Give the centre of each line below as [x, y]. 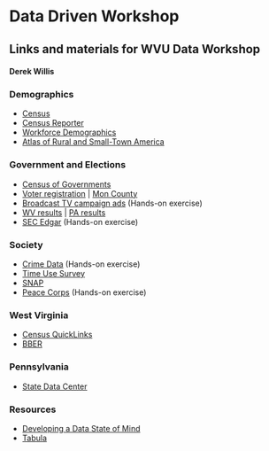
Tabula [34, 438]
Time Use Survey [54, 274]
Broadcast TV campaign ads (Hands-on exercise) [112, 203]
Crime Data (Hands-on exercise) [81, 264]
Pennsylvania [39, 367]
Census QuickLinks [57, 335]
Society [26, 245]
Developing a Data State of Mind [81, 428]
